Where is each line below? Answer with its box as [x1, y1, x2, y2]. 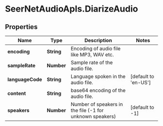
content [7, 90, 26, 96]
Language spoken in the [70, 73, 126, 79]
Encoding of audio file [70, 45, 121, 52]
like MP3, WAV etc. [70, 51, 114, 58]
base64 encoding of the [70, 87, 126, 94]
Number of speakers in [70, 101, 123, 108]
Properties [5, 23, 38, 31]
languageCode [7, 76, 42, 83]
